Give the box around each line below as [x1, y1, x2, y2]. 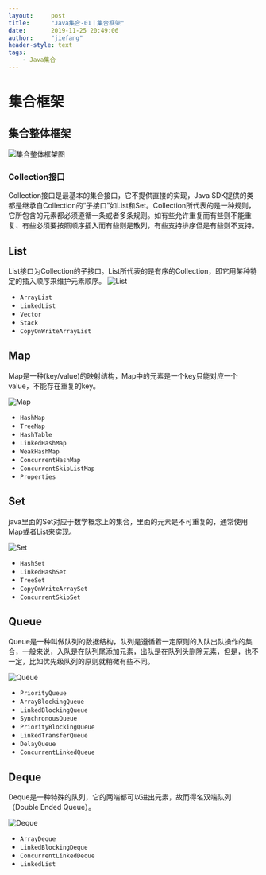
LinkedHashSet [19, 568, 67, 576]
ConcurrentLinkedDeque [19, 852, 95, 860]
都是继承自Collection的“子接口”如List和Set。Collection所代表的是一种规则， [8, 200, 256, 211]
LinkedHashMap [19, 439, 67, 447]
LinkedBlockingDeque [19, 844, 88, 852]
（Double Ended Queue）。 [8, 803, 96, 812]
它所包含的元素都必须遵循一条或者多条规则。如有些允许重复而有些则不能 [8, 211, 245, 220]
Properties [19, 472, 56, 481]
